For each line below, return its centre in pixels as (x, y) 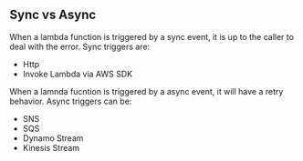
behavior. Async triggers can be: (71, 101)
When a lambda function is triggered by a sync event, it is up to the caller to (152, 36)
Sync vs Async (53, 15)
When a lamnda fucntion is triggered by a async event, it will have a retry (146, 91)
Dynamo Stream (53, 138)
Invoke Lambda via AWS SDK (78, 74)
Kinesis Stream (51, 147)
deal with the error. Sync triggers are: (80, 46)
